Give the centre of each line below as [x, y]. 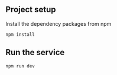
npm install [20, 35]
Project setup [31, 10]
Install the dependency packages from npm [58, 23]
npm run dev [20, 66]
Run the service [35, 52]
